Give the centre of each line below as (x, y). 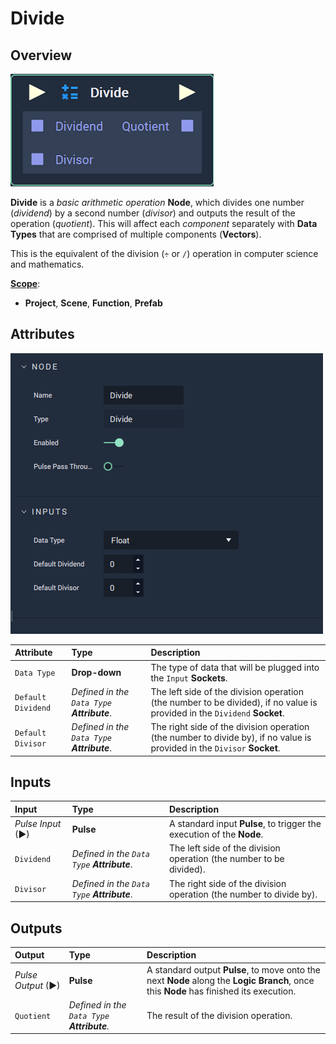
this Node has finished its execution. (221, 991)
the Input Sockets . (189, 678)
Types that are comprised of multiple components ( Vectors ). (136, 234)
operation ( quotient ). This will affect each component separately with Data (164, 223)
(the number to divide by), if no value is (231, 738)
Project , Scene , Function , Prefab (93, 303)
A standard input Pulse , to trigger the (245, 824)
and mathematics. (47, 264)
